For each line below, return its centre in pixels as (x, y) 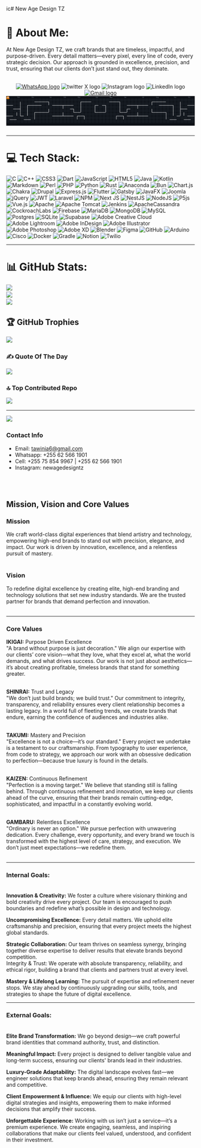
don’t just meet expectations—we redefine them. (66, 847)
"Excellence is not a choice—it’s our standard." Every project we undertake (98, 741)
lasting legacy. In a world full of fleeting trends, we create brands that (92, 710)
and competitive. (27, 1084)
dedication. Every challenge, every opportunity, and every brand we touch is (100, 834)
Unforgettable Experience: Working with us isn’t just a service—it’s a (92, 1120)
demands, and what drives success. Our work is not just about (83, 661)
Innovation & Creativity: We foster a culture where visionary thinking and (97, 896)
